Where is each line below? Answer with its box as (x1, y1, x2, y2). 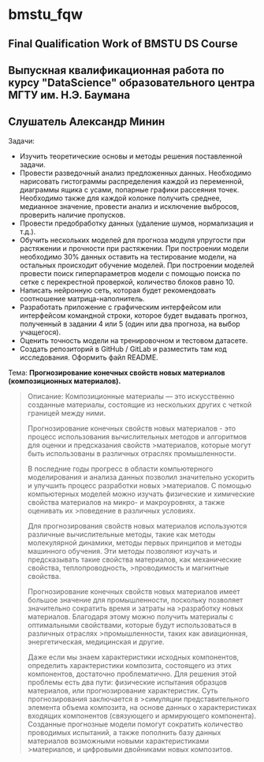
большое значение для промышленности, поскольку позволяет (27, 595, 244, 604)
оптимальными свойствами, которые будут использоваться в (27, 620, 237, 629)
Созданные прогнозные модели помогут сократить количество (27, 719, 244, 729)
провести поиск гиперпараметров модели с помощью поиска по (19, 268, 241, 278)
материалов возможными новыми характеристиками (27, 736, 210, 745)
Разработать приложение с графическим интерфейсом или (19, 302, 221, 312)
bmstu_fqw (8, 6, 83, 24)
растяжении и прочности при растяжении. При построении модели (19, 243, 249, 253)
